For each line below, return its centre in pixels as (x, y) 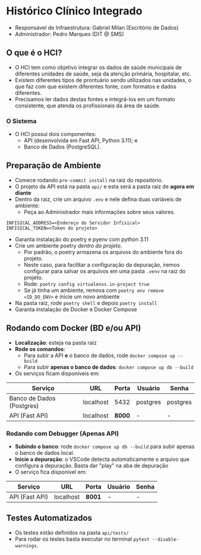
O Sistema (22, 121)
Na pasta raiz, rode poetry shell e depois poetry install (86, 303)
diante (23, 192)
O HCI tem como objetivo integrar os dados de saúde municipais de (98, 67)
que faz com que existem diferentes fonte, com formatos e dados (95, 86)
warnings (26, 546)
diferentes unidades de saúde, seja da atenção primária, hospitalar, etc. (103, 74)
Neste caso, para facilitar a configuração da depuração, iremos (102, 264)
